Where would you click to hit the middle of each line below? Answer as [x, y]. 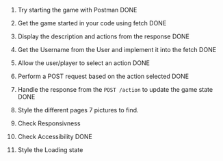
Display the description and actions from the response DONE [104, 36]
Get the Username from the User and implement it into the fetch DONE [117, 50]
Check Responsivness [49, 123]
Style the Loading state [50, 150]
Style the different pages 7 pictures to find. [78, 110]
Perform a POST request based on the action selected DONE [103, 76]
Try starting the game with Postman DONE [77, 10]
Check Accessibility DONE [55, 137]
